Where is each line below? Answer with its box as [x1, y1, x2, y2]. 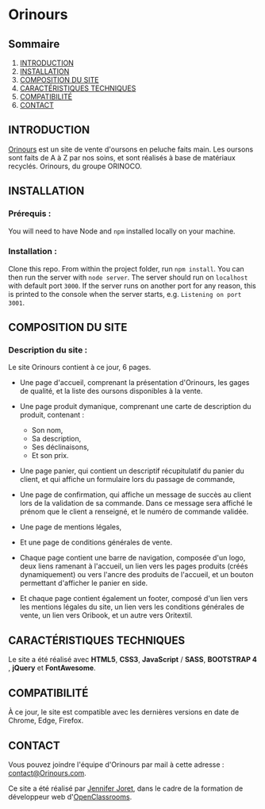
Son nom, [31, 426, 63, 435]
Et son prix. [31, 451, 69, 460]
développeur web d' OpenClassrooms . [8, 792, 132, 801]
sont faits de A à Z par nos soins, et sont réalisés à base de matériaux [8, 152, 236, 162]
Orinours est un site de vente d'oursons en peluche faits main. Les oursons [8, 144, 254, 154]
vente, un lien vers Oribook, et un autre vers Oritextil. [19, 611, 193, 620]
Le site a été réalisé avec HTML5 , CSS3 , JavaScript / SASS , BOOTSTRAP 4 [8, 655, 258, 665]
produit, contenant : [19, 410, 85, 420]
